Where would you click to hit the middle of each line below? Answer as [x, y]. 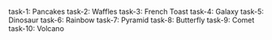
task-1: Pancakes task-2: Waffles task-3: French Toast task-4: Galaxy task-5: [136, 12]
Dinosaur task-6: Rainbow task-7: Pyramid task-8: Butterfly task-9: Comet [132, 20]
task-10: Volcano [37, 28]
